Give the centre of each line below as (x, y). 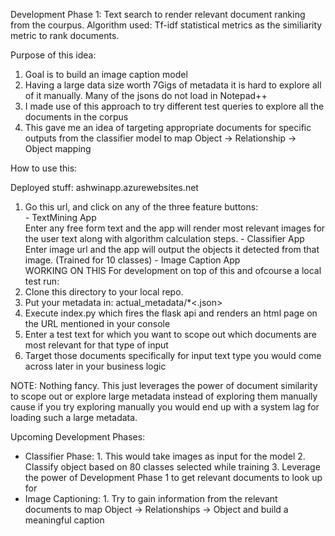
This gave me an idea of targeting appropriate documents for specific (168, 127)
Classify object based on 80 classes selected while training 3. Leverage (172, 467)
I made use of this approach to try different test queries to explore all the (174, 106)
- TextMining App (60, 217)
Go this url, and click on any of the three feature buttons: (141, 207)
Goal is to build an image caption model (106, 74)
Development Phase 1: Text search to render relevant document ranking (158, 14)
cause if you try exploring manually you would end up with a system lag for (165, 407)
